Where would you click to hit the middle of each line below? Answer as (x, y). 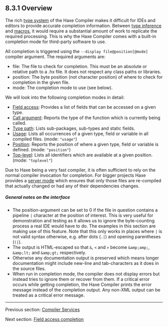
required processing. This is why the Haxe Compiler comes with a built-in (81, 36)
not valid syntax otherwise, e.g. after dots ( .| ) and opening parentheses (86, 236)
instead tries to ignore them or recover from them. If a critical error (81, 279)
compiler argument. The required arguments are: (55, 57)
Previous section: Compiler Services (42, 309)
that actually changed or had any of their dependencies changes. (72, 186)
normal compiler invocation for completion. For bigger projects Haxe (75, 175)
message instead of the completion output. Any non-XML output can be (86, 289)
